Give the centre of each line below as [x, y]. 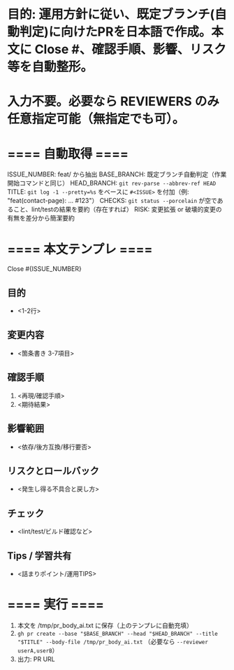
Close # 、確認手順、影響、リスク [131, 49]
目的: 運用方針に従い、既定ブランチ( [111, 14]
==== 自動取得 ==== [68, 154]
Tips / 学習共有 [39, 556]
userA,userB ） [38, 650]
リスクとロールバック [53, 471]
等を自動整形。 [50, 67]
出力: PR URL [36, 659]
